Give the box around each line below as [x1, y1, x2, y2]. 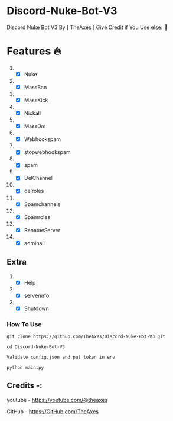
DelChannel [24, 175, 53, 182]
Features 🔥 [6, 44, 61, 58]
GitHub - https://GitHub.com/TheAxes [6, 407, 99, 415]
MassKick [24, 97, 48, 104]
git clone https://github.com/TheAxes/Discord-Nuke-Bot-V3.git [6, 333, 166, 340]
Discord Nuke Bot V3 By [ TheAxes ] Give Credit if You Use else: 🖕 [6, 24, 168, 31]
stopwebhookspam [24, 149, 71, 156]
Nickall [24, 110, 41, 117]
